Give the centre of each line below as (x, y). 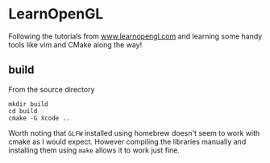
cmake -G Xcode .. (39, 118)
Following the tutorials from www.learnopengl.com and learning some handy (135, 36)
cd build (23, 111)
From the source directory (52, 89)
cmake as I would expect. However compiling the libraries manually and (127, 141)
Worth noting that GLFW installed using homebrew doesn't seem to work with (134, 132)
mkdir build (28, 104)
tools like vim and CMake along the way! (75, 44)
